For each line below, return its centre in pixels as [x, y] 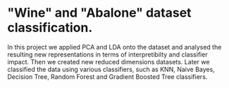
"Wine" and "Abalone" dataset [99, 13]
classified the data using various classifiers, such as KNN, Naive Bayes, [111, 69]
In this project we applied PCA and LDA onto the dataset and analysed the [114, 47]
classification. [50, 28]
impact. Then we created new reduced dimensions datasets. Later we [109, 61]
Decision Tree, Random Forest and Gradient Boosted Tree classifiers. [107, 76]
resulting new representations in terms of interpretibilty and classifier [107, 54]
